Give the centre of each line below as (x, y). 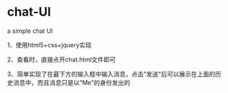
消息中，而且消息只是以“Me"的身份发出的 (72, 82)
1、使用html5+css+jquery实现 (49, 44)
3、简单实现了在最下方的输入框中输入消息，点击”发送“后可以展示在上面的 (111, 74)
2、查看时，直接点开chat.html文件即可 (61, 59)
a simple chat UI (30, 31)
